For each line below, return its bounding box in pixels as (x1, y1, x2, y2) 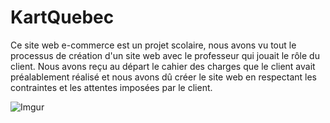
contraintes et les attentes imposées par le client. (10, 81, 213, 93)
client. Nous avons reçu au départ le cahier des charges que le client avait (10, 60, 316, 72)
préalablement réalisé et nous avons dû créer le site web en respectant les (10, 71, 318, 83)
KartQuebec (10, 6, 115, 29)
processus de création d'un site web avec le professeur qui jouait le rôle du (10, 49, 320, 61)
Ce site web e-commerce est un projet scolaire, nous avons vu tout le (10, 39, 297, 51)
